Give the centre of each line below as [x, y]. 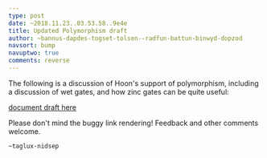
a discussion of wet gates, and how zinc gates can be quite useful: [119, 91]
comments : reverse [39, 61]
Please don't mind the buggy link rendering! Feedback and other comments [133, 123]
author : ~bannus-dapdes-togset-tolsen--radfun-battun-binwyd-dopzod [125, 38]
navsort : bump [32, 46]
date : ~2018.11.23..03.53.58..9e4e [68, 23]
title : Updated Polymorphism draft [68, 30]
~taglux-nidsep [34, 146]
